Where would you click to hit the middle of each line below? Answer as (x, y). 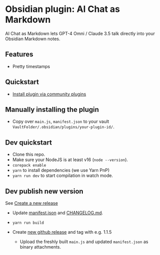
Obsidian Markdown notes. (33, 39)
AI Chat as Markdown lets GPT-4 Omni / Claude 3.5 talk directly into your (80, 33)
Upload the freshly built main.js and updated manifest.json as (84, 242)
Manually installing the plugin (52, 110)
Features (19, 54)
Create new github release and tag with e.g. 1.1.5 (62, 232)
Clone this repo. (29, 155)
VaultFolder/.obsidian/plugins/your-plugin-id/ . (63, 127)
